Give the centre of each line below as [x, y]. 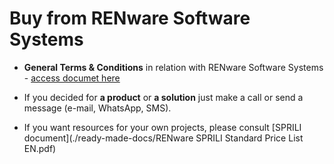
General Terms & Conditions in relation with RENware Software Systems [173, 67]
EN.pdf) [40, 148]
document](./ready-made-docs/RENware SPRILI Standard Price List [163, 138]
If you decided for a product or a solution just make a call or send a [163, 97]
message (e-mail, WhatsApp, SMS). [97, 108]
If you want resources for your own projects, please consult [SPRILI [162, 127]
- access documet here [72, 78]
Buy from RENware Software [130, 18]
